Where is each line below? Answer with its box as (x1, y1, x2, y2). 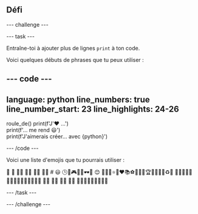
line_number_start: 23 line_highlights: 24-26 (6, 104, 179, 114)
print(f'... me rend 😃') (6, 127, 61, 134)
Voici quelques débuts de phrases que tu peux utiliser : (6, 56, 144, 63)
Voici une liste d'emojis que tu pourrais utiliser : (6, 156, 125, 164)
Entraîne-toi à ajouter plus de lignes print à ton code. (6, 44, 140, 52)
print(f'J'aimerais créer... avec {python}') (6, 133, 108, 140)
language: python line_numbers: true (6, 94, 150, 105)
